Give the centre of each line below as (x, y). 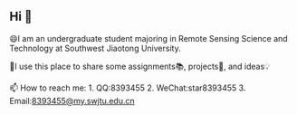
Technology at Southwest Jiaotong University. (95, 48)
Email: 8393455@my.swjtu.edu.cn (72, 101)
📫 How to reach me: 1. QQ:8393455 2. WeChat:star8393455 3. (128, 88)
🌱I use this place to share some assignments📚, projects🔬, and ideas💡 (140, 66)
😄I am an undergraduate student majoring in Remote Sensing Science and (148, 38)
